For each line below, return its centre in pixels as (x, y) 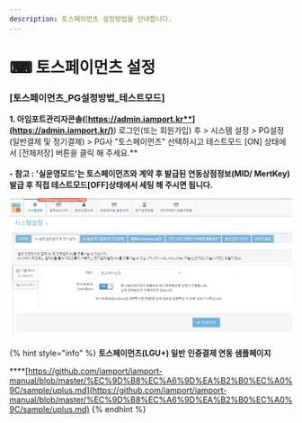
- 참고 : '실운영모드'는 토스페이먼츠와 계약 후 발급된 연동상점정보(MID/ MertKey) (150, 174)
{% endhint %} (119, 409)
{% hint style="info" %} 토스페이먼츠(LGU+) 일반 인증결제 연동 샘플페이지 (140, 353)
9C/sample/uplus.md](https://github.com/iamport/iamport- (118, 390)
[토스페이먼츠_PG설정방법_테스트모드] (87, 97)
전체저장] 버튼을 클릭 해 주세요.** (80, 153)
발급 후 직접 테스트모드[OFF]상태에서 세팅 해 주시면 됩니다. (111, 185)
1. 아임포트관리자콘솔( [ (49, 119)
